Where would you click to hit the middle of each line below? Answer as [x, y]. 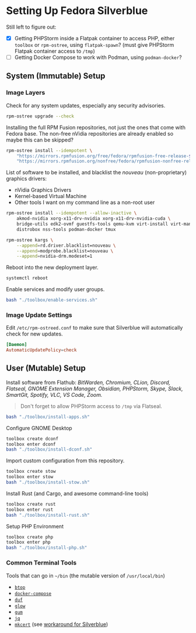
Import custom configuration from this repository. [65, 461]
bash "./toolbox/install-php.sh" [47, 548]
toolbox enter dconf [31, 444]
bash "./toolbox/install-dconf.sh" [49, 449]
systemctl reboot [27, 278]
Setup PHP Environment [35, 526]
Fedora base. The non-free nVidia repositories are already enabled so [90, 133]
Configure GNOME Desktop [39, 428]
